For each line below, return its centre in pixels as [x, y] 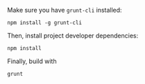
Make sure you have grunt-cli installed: [65, 10]
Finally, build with [32, 61]
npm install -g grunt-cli [44, 23]
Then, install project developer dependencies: [73, 35]
